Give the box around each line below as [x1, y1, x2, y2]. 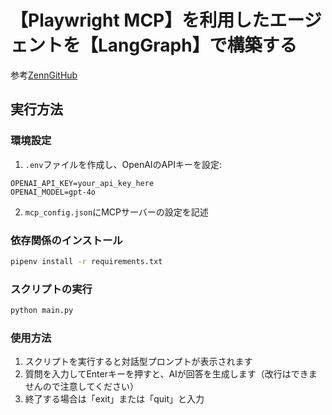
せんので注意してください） [24, 381, 139, 393]
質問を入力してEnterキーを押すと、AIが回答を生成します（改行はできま [24, 368, 318, 380]
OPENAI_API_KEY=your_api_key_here [10, 178, 155, 188]
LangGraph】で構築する [98, 34, 298, 57]
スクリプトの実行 [10, 282, 93, 296]
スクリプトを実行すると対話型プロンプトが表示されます [24, 356, 253, 368]
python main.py [10, 306, 74, 316]
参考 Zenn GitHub [10, 69, 78, 81]
